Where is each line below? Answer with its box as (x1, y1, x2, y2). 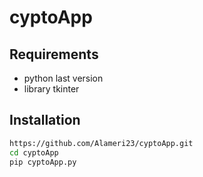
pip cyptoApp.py (9, 157, 77, 167)
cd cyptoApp (9, 147, 59, 158)
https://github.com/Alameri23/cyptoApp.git (9, 138, 194, 148)
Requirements (9, 46, 99, 63)
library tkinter (23, 83, 80, 95)
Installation (9, 112, 81, 129)
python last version (23, 72, 104, 84)
